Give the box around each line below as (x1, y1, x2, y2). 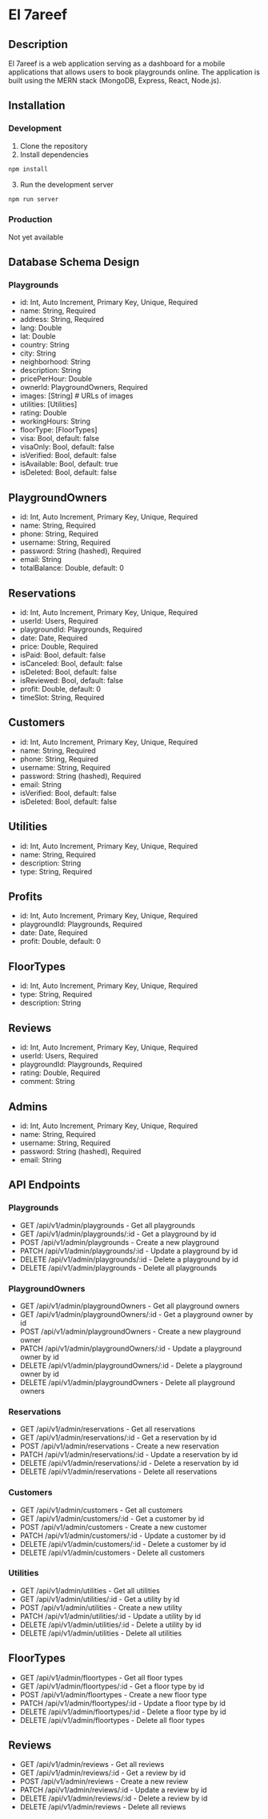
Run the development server (19, 179, 114, 189)
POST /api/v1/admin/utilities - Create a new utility (19, 1603, 182, 1612)
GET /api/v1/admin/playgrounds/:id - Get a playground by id (19, 1229, 217, 1239)
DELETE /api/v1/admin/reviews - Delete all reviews (19, 1802, 186, 1812)
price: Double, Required (19, 642, 98, 652)
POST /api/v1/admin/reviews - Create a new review (19, 1777, 189, 1786)
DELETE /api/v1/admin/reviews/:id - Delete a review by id (19, 1793, 208, 1803)
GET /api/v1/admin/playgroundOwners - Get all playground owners (19, 1301, 240, 1311)
